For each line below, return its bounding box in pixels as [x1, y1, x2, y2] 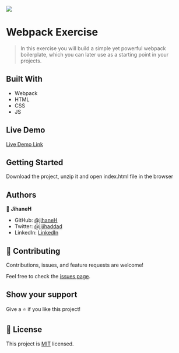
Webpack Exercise [6, 26, 99, 39]
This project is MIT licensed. [6, 340, 74, 347]
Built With [6, 74, 43, 84]
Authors [6, 190, 37, 200]
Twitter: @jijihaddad [14, 223, 63, 230]
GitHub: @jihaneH [14, 216, 58, 224]
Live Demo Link [6, 141, 44, 148]
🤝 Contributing [6, 246, 61, 256]
